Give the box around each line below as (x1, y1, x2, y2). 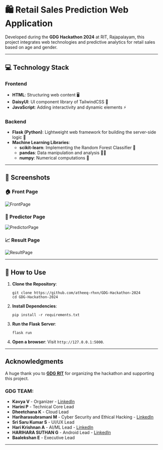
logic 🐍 (12, 134, 26, 140)
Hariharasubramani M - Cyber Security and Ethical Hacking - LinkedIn (12, 414, 154, 420)
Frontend (5, 80, 27, 87)
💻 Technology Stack (5, 64, 69, 72)
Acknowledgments (5, 357, 64, 366)
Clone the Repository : (12, 281, 57, 287)
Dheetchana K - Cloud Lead (12, 409, 69, 415)
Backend (5, 118, 27, 125)
